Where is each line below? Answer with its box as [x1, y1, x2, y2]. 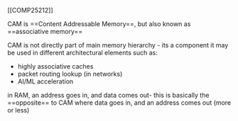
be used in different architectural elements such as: [7, 49, 158, 57]
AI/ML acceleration [17, 77, 74, 86]
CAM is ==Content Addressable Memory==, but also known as [7, 20, 191, 28]
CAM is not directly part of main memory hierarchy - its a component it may [7, 41, 229, 49]
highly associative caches [17, 62, 94, 70]
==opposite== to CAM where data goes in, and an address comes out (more [7, 98, 232, 107]
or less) [7, 106, 30, 114]
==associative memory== [7, 28, 83, 35]
